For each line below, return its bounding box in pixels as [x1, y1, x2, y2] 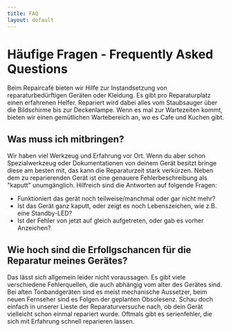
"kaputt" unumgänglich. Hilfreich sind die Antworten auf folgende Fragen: [7, 181, 217, 190]
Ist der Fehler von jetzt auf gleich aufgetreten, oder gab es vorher [17, 216, 204, 225]
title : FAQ [7, 10, 39, 17]
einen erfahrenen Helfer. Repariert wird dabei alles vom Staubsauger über [7, 98, 218, 107]
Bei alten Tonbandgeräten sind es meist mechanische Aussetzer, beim [7, 288, 207, 296]
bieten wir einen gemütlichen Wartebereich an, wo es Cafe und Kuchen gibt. [7, 113, 225, 122]
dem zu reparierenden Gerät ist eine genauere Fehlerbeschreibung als [7, 174, 207, 182]
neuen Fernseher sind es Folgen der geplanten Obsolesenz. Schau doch [7, 295, 213, 304]
